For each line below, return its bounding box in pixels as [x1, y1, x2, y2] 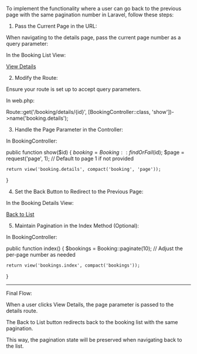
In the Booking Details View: [6, 200, 74, 206]
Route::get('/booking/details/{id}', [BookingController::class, [6, 109, 151, 115]
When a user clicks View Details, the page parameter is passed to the [6, 301, 174, 308]
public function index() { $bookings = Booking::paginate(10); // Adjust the [6, 245, 184, 252]
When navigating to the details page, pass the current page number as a [6, 34, 181, 41]
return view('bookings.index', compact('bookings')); [6, 262, 141, 268]
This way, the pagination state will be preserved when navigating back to [6, 336, 182, 343]
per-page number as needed [6, 251, 76, 258]
